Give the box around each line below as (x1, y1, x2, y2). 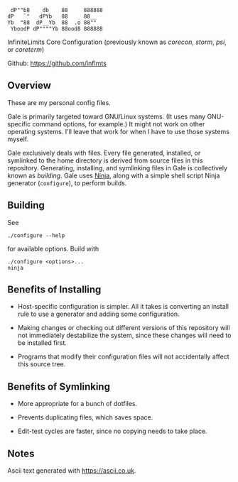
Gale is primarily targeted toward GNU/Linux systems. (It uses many (7, 112, 206, 121)
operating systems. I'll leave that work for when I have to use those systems (7, 127, 229, 136)
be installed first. (17, 339, 67, 347)
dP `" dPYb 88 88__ (7, 13, 97, 20)
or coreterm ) (7, 45, 45, 53)
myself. (7, 135, 29, 143)
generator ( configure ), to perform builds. (7, 178, 127, 187)
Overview (7, 80, 52, 92)
